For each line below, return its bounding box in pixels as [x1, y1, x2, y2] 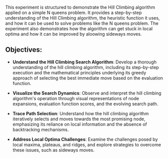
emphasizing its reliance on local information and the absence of [12, 121, 147, 127]
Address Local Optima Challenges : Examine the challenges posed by [12, 136, 158, 142]
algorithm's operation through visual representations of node [12, 95, 139, 101]
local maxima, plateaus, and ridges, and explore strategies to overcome [12, 141, 161, 147]
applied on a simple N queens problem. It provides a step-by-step [5, 10, 142, 16]
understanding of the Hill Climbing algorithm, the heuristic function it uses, [5, 15, 160, 21]
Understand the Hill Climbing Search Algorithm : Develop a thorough [12, 59, 157, 65]
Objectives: [5, 45, 42, 54]
